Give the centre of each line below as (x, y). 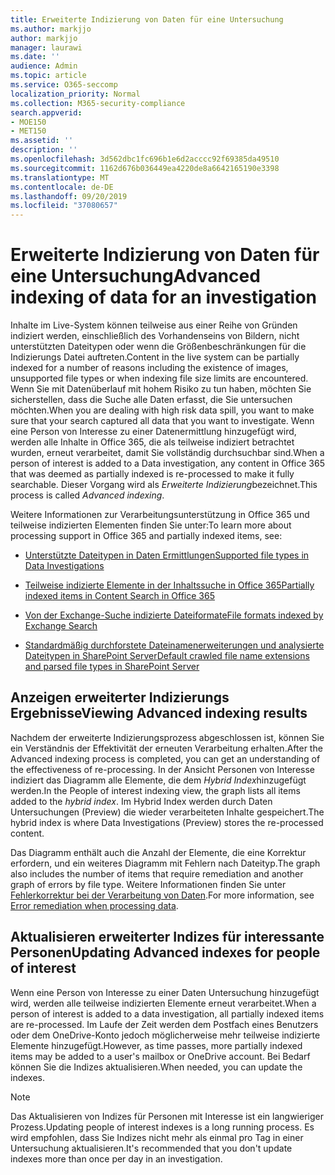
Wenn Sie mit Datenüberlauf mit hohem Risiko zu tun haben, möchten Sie (161, 389)
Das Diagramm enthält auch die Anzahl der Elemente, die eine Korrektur (158, 852)
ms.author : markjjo (51, 29)
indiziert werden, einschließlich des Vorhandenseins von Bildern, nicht (155, 336)
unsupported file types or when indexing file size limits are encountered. (159, 378)
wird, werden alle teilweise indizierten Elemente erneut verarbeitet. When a (163, 1003)
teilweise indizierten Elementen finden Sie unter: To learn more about (151, 525)
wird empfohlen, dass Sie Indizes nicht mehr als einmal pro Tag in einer (157, 1137)
